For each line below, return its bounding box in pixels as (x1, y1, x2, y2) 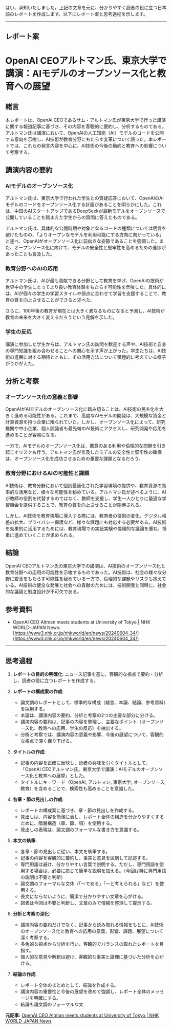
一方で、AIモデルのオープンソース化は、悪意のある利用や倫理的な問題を (5, 443, 157, 449)
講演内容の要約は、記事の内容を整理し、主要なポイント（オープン (20, 719, 160, 725)
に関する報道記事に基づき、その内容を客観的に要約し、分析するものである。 (5, 123, 166, 130)
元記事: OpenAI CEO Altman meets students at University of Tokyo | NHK (5, 1012, 159, 1019)
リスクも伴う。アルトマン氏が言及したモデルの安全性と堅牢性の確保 (18, 449, 162, 455)
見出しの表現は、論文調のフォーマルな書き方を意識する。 (20, 826, 142, 833)
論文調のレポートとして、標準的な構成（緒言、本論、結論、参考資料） (20, 700, 166, 706)
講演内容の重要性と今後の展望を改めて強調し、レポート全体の (20, 988, 151, 995)
